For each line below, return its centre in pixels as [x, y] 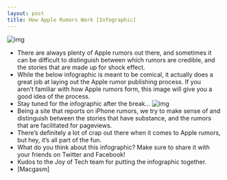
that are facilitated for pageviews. [64, 125]
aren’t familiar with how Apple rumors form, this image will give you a [115, 89]
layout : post [26, 13]
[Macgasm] [33, 169]
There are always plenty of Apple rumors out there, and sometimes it [114, 53]
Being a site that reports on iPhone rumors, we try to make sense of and [119, 111]
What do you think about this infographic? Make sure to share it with [113, 147]
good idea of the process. [53, 96]
